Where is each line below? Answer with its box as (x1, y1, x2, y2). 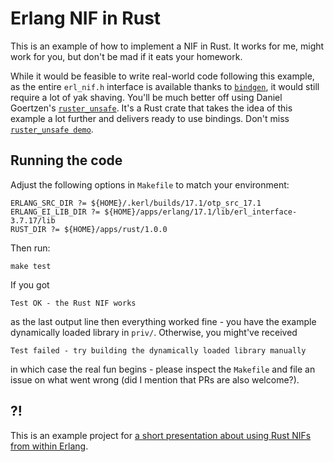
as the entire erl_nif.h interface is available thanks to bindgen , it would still (10, 80, 320, 92)
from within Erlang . (10, 440, 89, 452)
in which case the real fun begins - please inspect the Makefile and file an (10, 363, 316, 375)
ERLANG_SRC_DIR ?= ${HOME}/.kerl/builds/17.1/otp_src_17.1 (10, 198, 262, 208)
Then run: (10, 242, 51, 254)
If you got (10, 278, 50, 291)
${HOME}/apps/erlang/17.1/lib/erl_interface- (104, 207, 298, 217)
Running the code (10, 152, 123, 169)
